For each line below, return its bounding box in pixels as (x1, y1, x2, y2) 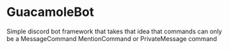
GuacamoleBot (6, 4, 95, 20)
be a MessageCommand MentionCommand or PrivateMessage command (6, 34, 217, 42)
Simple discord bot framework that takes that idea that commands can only (6, 27, 222, 35)
